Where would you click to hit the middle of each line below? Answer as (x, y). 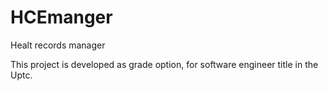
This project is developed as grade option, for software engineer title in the (164, 64)
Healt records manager (58, 45)
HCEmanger (61, 17)
